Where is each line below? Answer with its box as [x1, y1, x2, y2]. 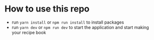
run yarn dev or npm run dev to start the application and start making [11, 24, 149, 30]
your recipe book [11, 29, 46, 35]
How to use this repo [4, 3, 90, 14]
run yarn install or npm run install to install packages [11, 19, 124, 25]
